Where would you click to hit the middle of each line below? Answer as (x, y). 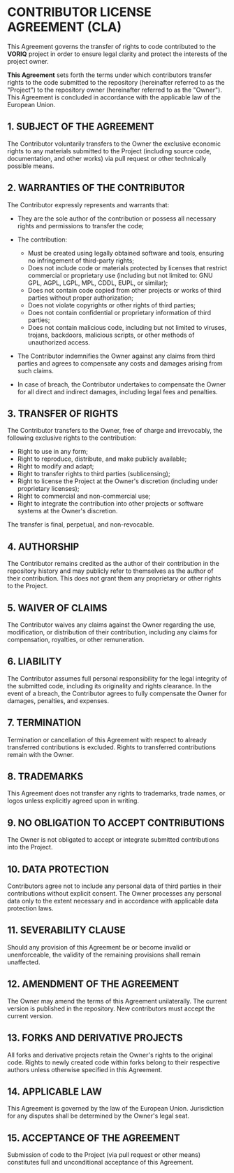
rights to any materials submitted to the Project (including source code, (109, 151)
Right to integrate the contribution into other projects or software (110, 504)
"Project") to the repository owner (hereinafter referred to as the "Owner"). (115, 90)
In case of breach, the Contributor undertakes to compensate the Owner (122, 384)
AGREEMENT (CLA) (65, 27)
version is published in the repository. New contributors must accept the (111, 1008)
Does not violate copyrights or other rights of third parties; (111, 305)
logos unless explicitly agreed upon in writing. (73, 801)
